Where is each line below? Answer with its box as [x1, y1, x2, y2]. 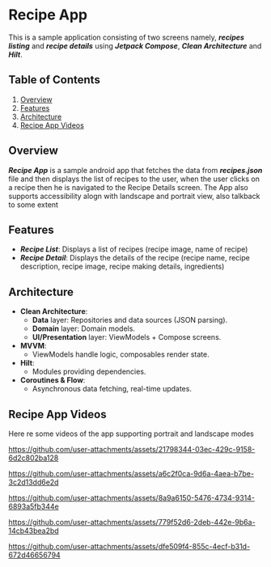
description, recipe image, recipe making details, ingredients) [19, 261, 225, 272]
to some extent [8, 200, 59, 209]
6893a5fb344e [8, 501, 59, 511]
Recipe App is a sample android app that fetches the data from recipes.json [8, 165, 263, 175]
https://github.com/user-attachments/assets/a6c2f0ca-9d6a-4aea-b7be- [8, 469, 255, 478]
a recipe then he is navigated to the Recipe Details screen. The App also [8, 182, 248, 192]
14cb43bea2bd [8, 526, 59, 535]
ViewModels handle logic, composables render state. [32, 349, 210, 359]
